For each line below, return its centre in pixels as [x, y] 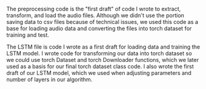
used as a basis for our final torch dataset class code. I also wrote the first [100, 66]
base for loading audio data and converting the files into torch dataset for [99, 28]
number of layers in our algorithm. [50, 79]
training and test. [28, 35]
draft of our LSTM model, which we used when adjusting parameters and [99, 73]
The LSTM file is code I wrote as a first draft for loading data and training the [103, 47]
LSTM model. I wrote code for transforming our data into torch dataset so [99, 53]
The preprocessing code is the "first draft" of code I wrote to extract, [94, 9]
